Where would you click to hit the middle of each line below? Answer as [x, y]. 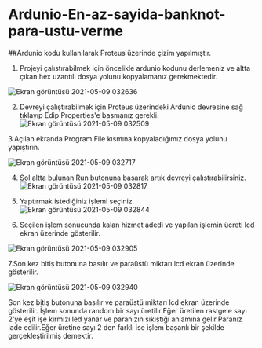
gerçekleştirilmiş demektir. [51, 335]
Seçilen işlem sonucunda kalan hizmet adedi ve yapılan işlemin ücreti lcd [137, 225]
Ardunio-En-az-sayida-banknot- [117, 15]
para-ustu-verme [66, 31]
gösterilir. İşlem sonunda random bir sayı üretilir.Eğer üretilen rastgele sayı [127, 310]
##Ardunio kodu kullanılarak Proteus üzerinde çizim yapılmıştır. [110, 53]
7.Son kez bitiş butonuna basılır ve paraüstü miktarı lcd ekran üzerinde [121, 263]
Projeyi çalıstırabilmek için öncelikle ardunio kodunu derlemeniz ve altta [135, 68]
